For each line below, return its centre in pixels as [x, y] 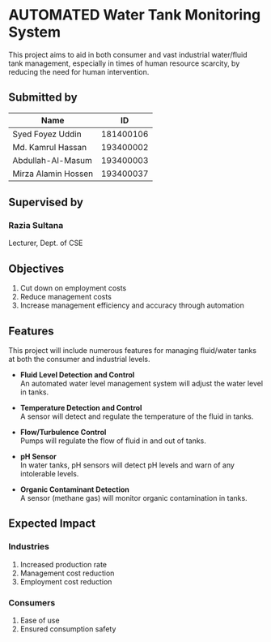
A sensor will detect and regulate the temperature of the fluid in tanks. [137, 416]
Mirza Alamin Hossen [53, 174]
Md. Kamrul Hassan [50, 147]
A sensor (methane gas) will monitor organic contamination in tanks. [134, 498]
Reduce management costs [66, 297]
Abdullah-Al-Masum [53, 160]
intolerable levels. [49, 474]
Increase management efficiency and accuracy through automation [132, 305]
